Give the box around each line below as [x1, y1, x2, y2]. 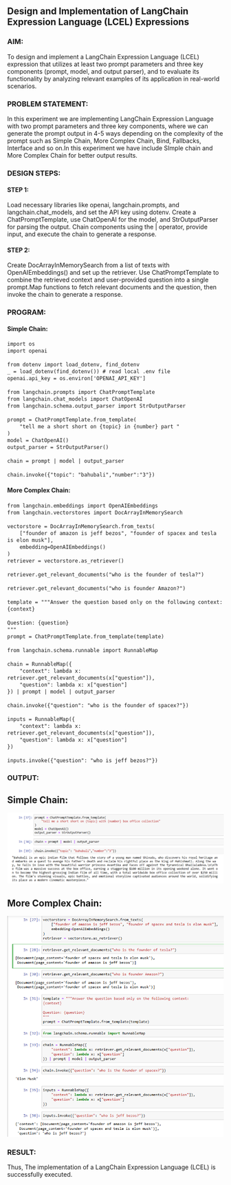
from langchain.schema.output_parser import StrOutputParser [7, 403, 186, 410]
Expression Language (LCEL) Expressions [7, 17, 190, 28]
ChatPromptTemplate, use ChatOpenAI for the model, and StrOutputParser [7, 216, 219, 224]
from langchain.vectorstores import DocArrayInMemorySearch [7, 509, 184, 516]
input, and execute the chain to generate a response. [7, 230, 157, 238]
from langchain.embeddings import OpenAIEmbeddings [7, 502, 158, 509]
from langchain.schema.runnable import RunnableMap [7, 647, 158, 653]
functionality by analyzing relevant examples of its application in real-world [7, 74, 220, 83]
